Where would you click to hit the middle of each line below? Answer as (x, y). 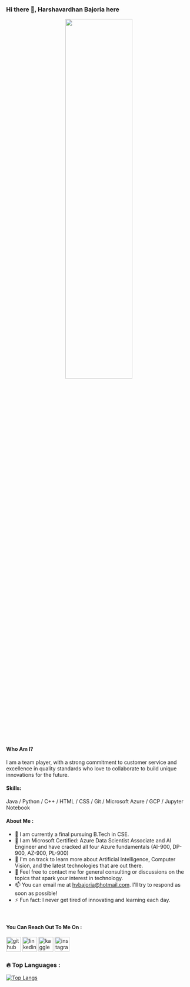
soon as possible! (36, 893)
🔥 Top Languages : (33, 965)
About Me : (20, 821)
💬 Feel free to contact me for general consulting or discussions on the (99, 872)
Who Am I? (20, 749)
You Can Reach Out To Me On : (44, 927)
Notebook (18, 808)
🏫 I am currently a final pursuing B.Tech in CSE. (72, 834)
